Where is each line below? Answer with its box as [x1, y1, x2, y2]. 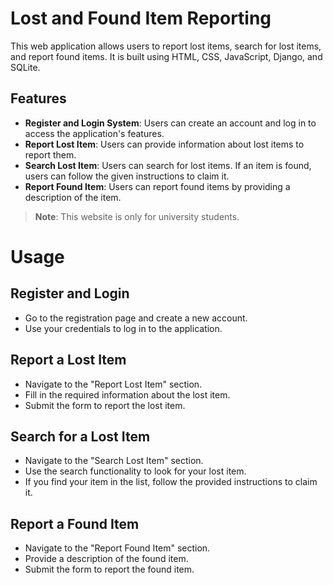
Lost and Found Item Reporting [10, 7, 272, 30]
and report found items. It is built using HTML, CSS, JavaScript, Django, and [10, 50, 323, 62]
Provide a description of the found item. [24, 553, 189, 565]
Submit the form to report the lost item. [24, 399, 186, 411]
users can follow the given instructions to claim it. [24, 170, 230, 182]
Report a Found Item [10, 515, 140, 532]
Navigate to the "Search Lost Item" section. [24, 455, 204, 467]
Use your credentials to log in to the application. [24, 322, 223, 334]
